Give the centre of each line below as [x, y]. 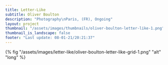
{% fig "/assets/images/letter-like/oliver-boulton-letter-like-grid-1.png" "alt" [83, 52]
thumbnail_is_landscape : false [38, 33]
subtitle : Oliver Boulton [32, 14]
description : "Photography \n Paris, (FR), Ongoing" [59, 19]
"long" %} [15, 57]
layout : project [22, 24]
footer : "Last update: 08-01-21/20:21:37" [50, 38]
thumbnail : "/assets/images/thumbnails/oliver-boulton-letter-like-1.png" [85, 28]
